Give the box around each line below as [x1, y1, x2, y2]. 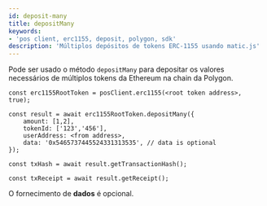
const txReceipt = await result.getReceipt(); [8, 174, 169, 183]
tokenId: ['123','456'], [23, 125, 107, 133]
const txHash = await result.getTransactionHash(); [8, 160, 187, 169]
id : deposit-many [8, 11, 68, 20]
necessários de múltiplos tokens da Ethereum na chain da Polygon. [8, 73, 234, 83]
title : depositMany [8, 20, 75, 28]
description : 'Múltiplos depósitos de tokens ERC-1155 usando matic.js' [8, 42, 260, 50]
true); [8, 96, 31, 104]
